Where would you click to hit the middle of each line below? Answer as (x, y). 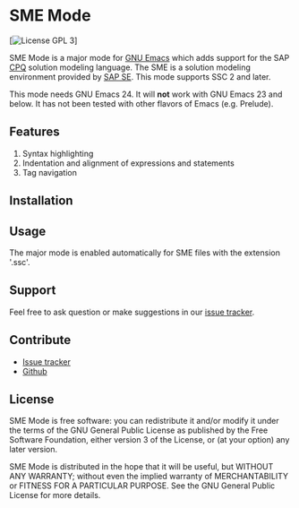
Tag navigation (50, 172)
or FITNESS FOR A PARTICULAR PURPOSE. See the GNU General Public (142, 486)
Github (34, 371)
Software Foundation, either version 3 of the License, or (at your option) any (149, 440)
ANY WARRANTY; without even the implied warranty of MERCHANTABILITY (149, 477)
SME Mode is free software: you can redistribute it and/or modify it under (144, 421)
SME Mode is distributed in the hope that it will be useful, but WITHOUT (141, 467)
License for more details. (55, 495)
